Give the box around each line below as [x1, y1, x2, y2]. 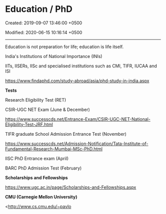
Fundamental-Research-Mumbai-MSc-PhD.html [5, 146, 103, 152]
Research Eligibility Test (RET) [5, 97, 67, 103]
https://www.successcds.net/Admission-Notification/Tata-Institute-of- [5, 140, 149, 147]
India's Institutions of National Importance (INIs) [5, 53, 103, 59]
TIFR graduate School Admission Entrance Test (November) [5, 131, 127, 137]
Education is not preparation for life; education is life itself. [5, 44, 124, 50]
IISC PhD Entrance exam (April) [5, 155, 69, 161]
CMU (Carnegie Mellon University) [5, 194, 78, 200]
